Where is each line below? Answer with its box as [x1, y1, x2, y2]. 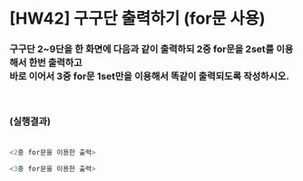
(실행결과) [9, 115, 52, 128]
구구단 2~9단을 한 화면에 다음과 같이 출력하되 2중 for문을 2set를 [9, 43, 275, 55]
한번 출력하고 [28, 56, 83, 69]
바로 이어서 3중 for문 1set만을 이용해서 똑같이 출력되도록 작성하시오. [9, 70, 290, 82]
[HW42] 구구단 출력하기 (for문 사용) [9, 8, 266, 29]
